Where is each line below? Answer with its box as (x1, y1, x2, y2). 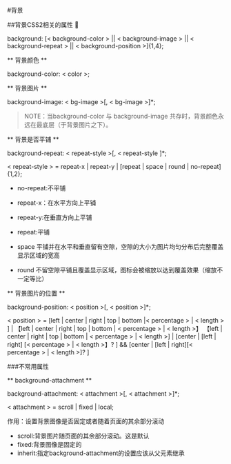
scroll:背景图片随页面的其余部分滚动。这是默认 (17, 432, 150, 440)
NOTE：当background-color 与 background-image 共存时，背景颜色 (23, 112, 219, 120)
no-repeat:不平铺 (17, 184, 66, 192)
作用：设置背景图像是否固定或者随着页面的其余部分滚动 (7, 417, 164, 425)
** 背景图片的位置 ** (7, 289, 66, 297)
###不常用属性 (7, 363, 50, 370)
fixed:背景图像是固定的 (17, 441, 82, 448)
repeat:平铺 (17, 228, 50, 236)
